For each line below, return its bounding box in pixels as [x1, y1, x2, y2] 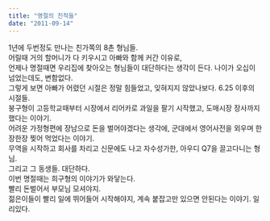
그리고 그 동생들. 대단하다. [8, 163, 90, 173]
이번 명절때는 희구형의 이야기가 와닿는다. [8, 173, 135, 183]
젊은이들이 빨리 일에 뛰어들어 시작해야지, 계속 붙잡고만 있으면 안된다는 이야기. [8, 194, 251, 203]
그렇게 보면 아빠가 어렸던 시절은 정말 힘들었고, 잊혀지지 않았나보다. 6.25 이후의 [8, 82, 255, 93]
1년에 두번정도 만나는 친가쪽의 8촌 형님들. [8, 42, 139, 52]
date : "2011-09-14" [8, 19, 74, 27]
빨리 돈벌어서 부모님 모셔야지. [8, 183, 102, 194]
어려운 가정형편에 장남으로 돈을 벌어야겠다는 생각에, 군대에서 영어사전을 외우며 [8, 123, 254, 133]
